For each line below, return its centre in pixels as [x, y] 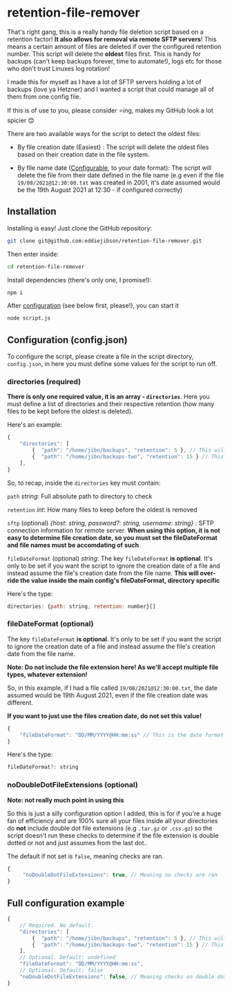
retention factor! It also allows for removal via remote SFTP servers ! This [112, 39]
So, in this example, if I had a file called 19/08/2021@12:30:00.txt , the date [113, 688]
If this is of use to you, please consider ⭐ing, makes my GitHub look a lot [110, 110]
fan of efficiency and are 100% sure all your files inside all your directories [113, 820]
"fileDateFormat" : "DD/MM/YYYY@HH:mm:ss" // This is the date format [122, 735]
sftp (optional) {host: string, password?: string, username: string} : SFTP [110, 523]
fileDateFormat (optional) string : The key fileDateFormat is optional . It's [110, 558]
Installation [32, 212]
